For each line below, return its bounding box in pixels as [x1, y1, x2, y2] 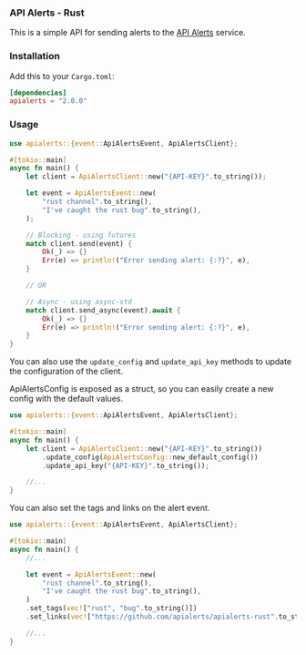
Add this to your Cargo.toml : [9, 70, 116, 81]
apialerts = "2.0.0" [9, 97, 88, 106]
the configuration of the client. [9, 366, 124, 377]
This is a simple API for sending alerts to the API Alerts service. [9, 27, 246, 38]
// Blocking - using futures [25, 230, 137, 240]
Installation [9, 50, 61, 63]
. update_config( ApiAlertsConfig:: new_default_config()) [42, 453, 259, 462]
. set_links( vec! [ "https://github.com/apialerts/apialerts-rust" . [25, 612, 280, 621]
